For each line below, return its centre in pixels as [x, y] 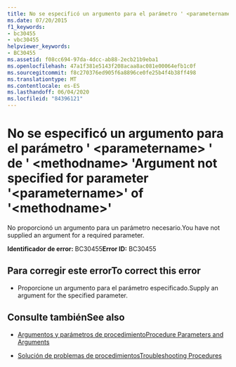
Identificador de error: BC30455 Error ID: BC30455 [82, 249]
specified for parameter [78, 178]
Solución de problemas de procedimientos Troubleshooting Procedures [120, 355]
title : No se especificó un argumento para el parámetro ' [96, 14]
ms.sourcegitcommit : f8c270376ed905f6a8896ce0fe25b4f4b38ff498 [102, 72]
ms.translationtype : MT [42, 79]
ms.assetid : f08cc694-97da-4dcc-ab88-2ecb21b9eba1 [83, 60]
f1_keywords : [26, 27]
